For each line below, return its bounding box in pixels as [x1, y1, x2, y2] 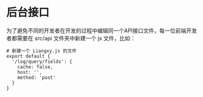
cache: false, [17, 63, 53, 70]
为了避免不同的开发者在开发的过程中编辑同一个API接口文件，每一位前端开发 [6, 27, 197, 34]
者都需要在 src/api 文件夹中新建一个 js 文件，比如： [6, 34, 136, 41]
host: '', [17, 69, 43, 75]
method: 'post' [17, 74, 56, 81]
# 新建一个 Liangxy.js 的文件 [6, 48, 77, 54]
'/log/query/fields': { [12, 59, 72, 65]
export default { [6, 53, 51, 59]
